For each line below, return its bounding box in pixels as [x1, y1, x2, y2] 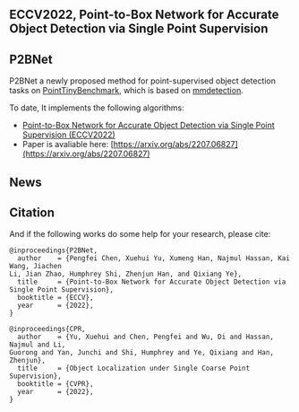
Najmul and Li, [9, 340, 66, 349]
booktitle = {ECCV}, [17, 294, 94, 302]
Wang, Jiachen [9, 262, 63, 271]
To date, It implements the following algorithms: [9, 102, 185, 113]
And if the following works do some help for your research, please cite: [9, 229, 271, 240]
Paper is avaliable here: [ [21, 139, 114, 150]
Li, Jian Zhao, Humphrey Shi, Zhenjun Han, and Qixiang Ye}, [9, 269, 243, 279]
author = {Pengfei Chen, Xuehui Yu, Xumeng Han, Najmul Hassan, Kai [17, 254, 291, 263]
